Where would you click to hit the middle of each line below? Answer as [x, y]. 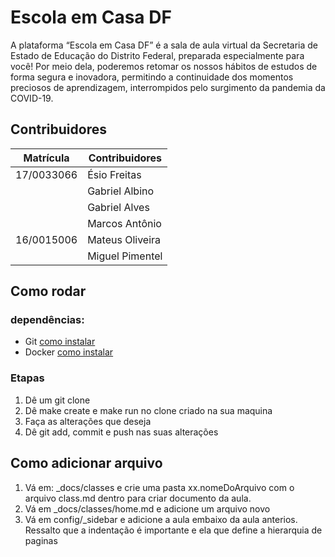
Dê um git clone [57, 400]
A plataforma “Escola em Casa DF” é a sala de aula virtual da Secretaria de [164, 45]
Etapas [27, 378]
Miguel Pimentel [125, 256]
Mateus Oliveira [124, 239]
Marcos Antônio [124, 223]
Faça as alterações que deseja [88, 421]
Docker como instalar [69, 352]
